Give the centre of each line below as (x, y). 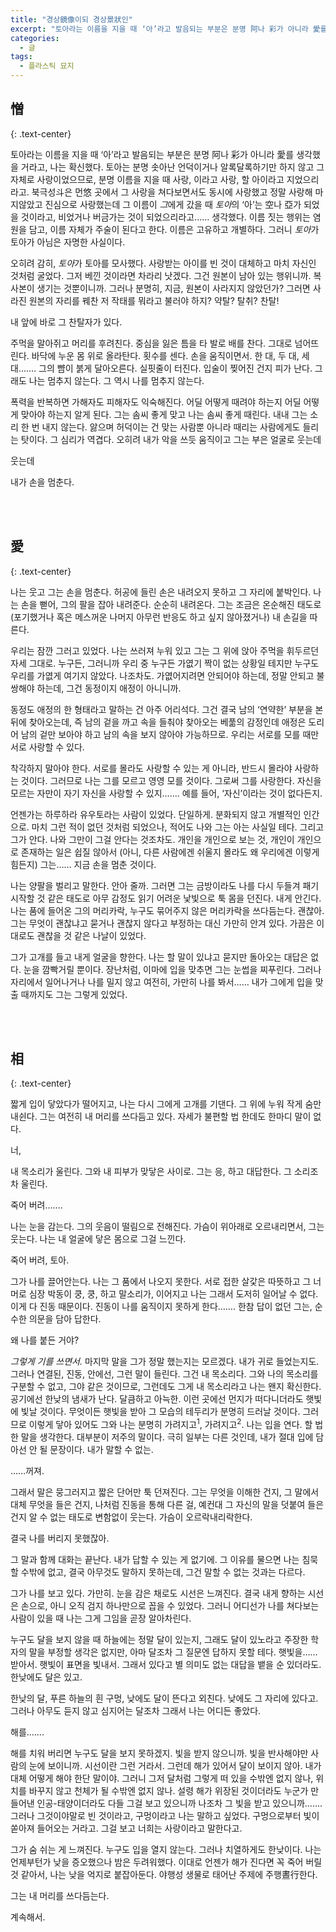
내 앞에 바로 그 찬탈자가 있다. (66, 322)
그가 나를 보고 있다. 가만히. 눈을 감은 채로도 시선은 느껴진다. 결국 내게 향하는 (158, 1593)
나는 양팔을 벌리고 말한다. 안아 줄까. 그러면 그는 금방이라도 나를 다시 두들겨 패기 (165, 885)
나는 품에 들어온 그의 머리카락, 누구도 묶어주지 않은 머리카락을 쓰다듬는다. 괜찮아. (167, 910)
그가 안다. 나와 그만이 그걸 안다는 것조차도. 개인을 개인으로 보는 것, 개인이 (152, 839)
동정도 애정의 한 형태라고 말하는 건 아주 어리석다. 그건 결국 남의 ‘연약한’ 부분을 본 (167, 709)
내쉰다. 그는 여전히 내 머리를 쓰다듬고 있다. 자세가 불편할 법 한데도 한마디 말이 (161, 1117)
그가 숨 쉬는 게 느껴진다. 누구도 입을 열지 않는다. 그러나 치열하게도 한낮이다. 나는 (166, 1850)
